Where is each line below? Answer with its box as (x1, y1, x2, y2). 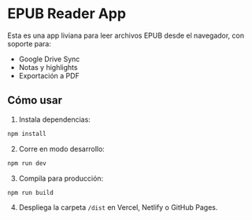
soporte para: (7, 38, 52, 48)
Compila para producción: (18, 174, 104, 183)
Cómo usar (7, 93, 63, 107)
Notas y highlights (18, 62, 78, 71)
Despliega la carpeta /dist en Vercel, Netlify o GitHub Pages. (18, 203, 218, 212)
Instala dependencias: (18, 115, 91, 124)
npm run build (7, 189, 54, 196)
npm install (7, 130, 46, 137)
